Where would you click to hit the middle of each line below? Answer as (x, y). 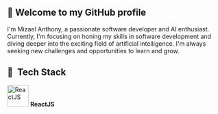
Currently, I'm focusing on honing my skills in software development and (109, 36)
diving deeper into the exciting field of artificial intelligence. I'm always (107, 43)
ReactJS (42, 104)
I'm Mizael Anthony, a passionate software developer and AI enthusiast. (108, 29)
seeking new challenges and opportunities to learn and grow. (93, 51)
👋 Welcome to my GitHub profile (77, 13)
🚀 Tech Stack (37, 72)
